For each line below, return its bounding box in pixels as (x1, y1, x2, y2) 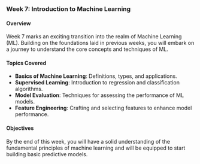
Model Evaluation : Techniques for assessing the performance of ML (14, 92, 184, 99)
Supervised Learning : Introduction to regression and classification (14, 79, 180, 86)
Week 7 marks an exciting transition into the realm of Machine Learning (6, 33, 182, 40)
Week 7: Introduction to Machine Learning (6, 5, 131, 13)
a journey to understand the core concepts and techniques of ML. (6, 45, 169, 53)
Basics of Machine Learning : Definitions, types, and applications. (14, 72, 178, 80)
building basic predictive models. (6, 150, 88, 157)
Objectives (6, 124, 34, 132)
